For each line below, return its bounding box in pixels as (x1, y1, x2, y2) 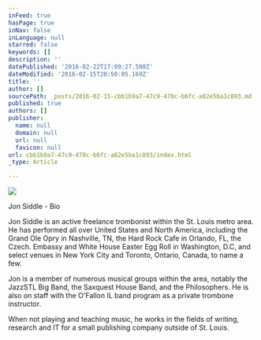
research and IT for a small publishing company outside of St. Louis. (8, 323, 229, 332)
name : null (15, 121, 51, 129)
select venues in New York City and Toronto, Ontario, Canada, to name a (8, 250, 244, 260)
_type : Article (8, 159, 58, 166)
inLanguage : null (8, 33, 65, 42)
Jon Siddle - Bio (8, 202, 61, 211)
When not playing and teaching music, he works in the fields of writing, (8, 315, 239, 324)
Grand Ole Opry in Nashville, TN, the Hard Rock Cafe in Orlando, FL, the (8, 234, 242, 243)
